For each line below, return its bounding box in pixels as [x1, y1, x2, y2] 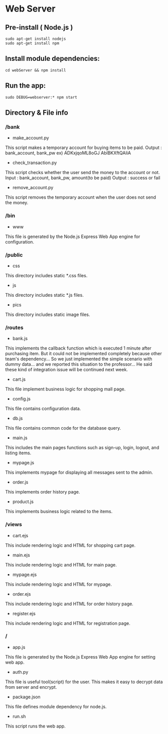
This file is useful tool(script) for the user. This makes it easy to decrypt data [5, 679, 163, 685]
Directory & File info [5, 109, 69, 117]
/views [5, 521, 23, 528]
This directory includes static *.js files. [5, 292, 84, 298]
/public [5, 251, 23, 258]
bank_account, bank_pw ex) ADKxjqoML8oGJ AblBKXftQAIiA [5, 150, 131, 156]
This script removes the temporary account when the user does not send [5, 194, 156, 200]
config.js [12, 396, 31, 402]
